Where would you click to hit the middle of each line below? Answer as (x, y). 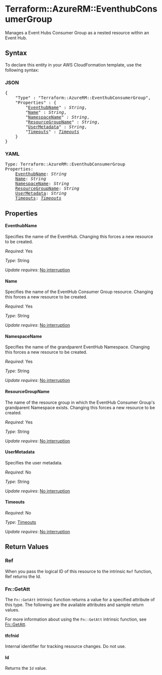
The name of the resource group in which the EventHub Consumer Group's (80, 402)
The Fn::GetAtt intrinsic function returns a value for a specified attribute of (80, 599)
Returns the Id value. (26, 668)
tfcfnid (12, 635)
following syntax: (22, 70)
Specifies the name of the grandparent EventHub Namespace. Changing (77, 347)
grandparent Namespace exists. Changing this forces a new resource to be (80, 407)
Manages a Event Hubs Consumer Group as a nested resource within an (77, 33)
